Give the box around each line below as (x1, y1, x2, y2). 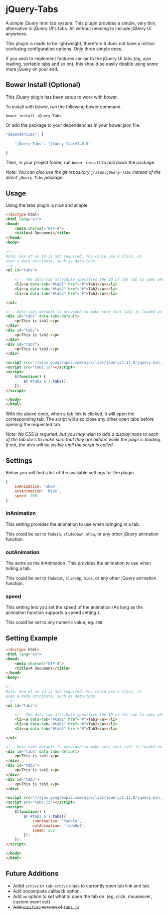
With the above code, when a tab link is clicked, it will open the (5, 411, 135, 417)
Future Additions (5, 869, 59, 878)
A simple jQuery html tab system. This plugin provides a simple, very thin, (5, 20, 157, 26)
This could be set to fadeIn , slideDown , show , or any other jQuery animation (5, 531, 159, 537)
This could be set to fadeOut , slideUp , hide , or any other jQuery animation (5, 575, 157, 581)
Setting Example (5, 634, 58, 642)
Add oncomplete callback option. (12, 888, 81, 894)
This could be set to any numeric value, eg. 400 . (5, 620, 104, 626)
